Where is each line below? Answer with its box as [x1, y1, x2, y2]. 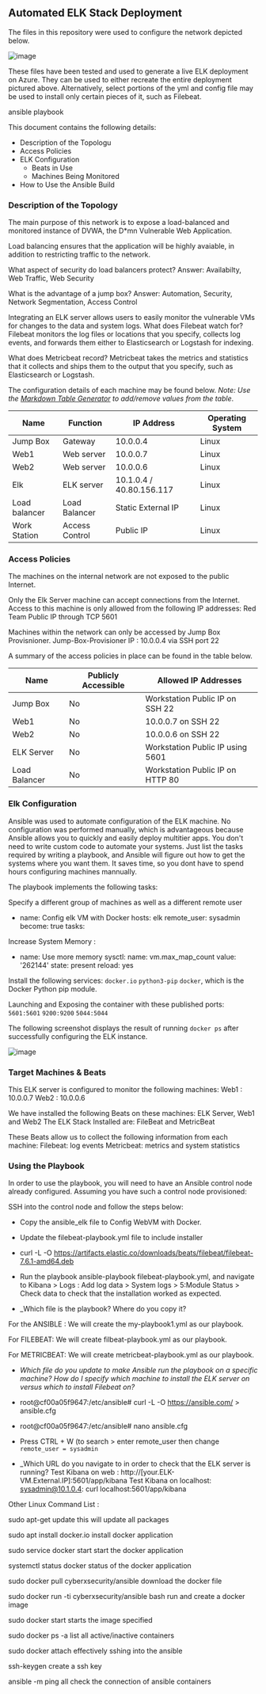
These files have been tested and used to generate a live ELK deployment [8, 67, 249, 76]
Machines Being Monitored [31, 171, 120, 181]
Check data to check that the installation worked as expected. [19, 1289, 222, 1298]
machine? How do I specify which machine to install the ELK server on [19, 1374, 250, 1384]
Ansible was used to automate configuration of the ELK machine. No [8, 816, 231, 826]
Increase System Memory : [8, 936, 97, 946]
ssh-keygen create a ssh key [8, 1662, 102, 1671]
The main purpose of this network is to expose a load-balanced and [8, 218, 230, 227]
